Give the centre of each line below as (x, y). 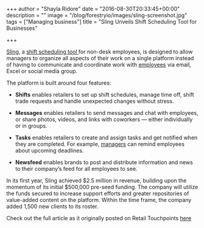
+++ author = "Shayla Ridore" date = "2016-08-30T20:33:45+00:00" (93, 9)
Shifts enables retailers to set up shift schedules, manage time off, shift (104, 95)
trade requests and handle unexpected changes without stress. (94, 101)
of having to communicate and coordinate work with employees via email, (99, 64)
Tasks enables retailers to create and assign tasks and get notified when (106, 137)
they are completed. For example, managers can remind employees (100, 144)
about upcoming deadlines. (49, 150)
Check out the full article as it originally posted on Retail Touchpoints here (99, 218)
